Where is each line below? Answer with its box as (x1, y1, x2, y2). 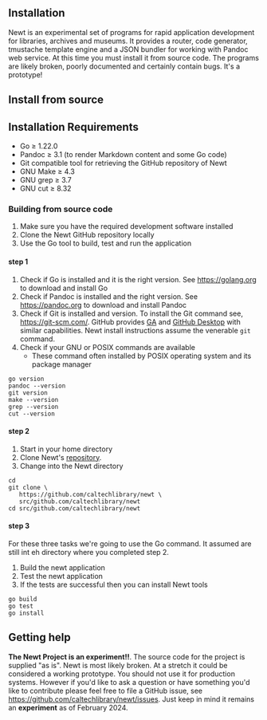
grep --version (8, 403, 59, 411)
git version (8, 388, 48, 397)
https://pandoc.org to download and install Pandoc (19, 300, 187, 309)
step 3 (8, 521, 30, 531)
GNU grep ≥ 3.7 (19, 175, 72, 185)
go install (8, 609, 45, 617)
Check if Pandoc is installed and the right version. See (19, 291, 198, 301)
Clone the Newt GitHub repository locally (19, 230, 155, 240)
